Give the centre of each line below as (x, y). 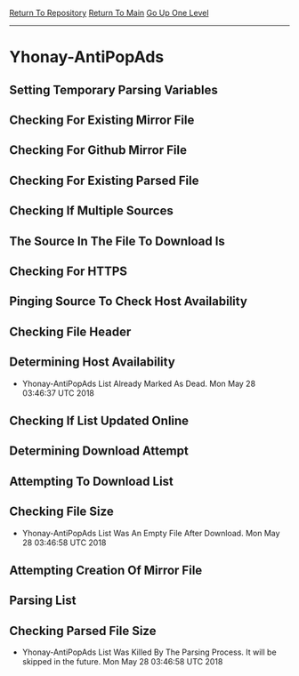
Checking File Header (70, 331)
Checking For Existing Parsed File (104, 180)
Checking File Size (61, 512)
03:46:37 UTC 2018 (58, 393)
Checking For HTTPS (68, 271)
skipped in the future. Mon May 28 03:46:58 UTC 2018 (122, 662)
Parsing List (43, 601)
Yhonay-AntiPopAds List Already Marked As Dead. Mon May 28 (139, 383)
